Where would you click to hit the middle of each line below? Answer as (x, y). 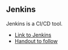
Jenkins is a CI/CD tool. (34, 23)
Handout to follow (36, 41)
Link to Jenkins (33, 35)
